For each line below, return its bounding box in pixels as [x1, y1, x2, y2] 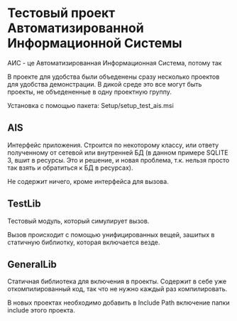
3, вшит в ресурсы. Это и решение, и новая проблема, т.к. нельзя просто [7, 156, 230, 164]
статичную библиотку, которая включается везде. [7, 238, 160, 246]
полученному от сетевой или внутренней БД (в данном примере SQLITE [7, 148, 228, 157]
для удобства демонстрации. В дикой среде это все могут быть [7, 80, 202, 88]
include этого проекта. [7, 306, 76, 315]
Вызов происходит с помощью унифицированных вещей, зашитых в [7, 230, 215, 239]
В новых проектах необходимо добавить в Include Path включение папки [7, 298, 230, 307]
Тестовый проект [7, 5, 116, 21]
